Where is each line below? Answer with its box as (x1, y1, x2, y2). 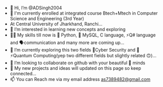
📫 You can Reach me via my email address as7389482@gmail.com (10, 76, 151, 82)
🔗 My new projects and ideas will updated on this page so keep (10, 65, 141, 71)
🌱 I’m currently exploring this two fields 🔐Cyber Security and (10, 47, 136, 53)
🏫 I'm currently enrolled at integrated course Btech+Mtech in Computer (10, 10, 158, 16)
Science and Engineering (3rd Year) (10, 16, 85, 21)
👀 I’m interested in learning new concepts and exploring (10, 26, 126, 32)
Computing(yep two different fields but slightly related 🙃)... (33, 53, 157, 58)
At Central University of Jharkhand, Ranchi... (10, 21, 103, 27)
